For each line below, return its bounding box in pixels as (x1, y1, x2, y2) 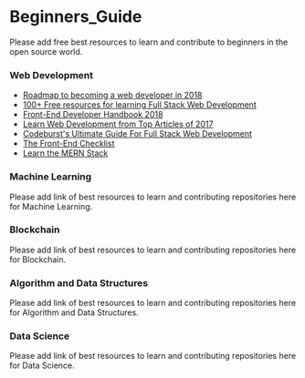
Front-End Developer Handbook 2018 (22, 109, 163, 120)
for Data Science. (9, 360, 75, 371)
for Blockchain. (9, 253, 67, 265)
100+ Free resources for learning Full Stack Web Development (22, 99, 258, 110)
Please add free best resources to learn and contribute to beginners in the (9, 36, 289, 47)
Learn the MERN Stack (22, 148, 109, 158)
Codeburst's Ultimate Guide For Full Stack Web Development (22, 128, 253, 139)
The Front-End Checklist (22, 138, 115, 149)
